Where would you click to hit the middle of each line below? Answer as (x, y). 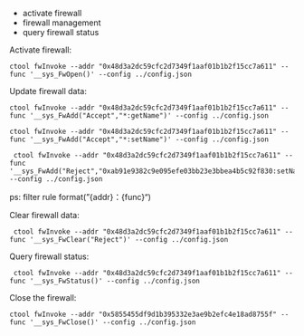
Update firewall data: (48, 91)
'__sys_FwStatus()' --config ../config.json (115, 281)
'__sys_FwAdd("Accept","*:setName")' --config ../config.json (149, 139)
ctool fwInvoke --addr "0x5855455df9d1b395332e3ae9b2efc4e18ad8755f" (143, 314)
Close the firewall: (43, 298)
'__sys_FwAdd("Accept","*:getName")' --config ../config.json (149, 116)
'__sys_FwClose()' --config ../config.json (113, 322)
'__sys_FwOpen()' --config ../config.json (111, 74)
